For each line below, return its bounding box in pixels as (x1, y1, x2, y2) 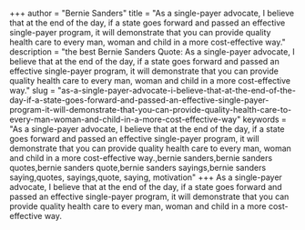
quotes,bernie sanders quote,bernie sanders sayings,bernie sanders (9, 163, 267, 173)
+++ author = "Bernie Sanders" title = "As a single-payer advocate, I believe (9, 8, 294, 18)
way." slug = (9, 85, 56, 95)
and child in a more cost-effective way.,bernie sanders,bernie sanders (9, 153, 273, 163)
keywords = (242, 114, 287, 125)
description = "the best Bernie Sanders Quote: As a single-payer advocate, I (9, 46, 295, 57)
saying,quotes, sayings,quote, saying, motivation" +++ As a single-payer (9, 172, 282, 183)
